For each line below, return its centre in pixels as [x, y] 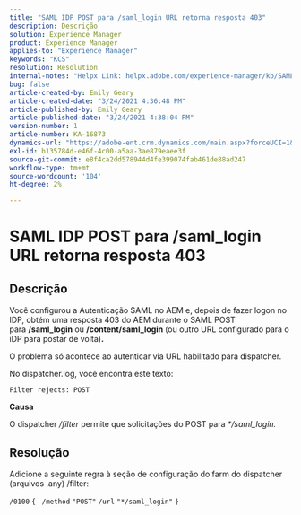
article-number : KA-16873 [57, 135]
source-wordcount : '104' [56, 176]
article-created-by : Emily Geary [72, 92]
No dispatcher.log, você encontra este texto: [91, 374]
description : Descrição [54, 26]
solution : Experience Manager [66, 34]
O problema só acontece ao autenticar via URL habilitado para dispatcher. [146, 356]
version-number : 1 [43, 127]
